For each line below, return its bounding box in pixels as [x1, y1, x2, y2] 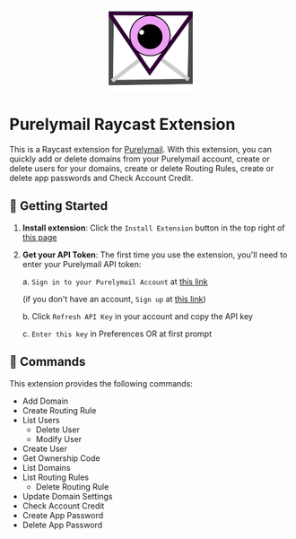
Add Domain [22, 396, 69, 406]
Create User [22, 443, 68, 454]
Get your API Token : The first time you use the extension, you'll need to [22, 249, 288, 260]
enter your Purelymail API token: [22, 258, 142, 269]
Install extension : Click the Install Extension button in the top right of [22, 222, 285, 233]
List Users [22, 414, 60, 425]
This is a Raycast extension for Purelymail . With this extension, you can [9, 143, 272, 154]
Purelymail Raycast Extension [9, 115, 236, 135]
